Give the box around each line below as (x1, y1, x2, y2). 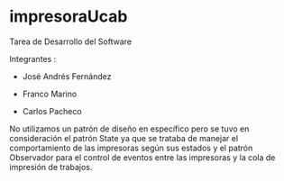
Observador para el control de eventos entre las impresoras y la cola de (9, 151, 276, 163)
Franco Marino (22, 88, 78, 99)
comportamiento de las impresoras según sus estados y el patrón (9, 142, 253, 153)
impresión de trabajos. (9, 161, 93, 172)
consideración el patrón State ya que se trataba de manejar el (9, 132, 239, 143)
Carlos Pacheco (22, 105, 83, 116)
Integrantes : (9, 53, 57, 64)
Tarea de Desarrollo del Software (9, 36, 133, 47)
